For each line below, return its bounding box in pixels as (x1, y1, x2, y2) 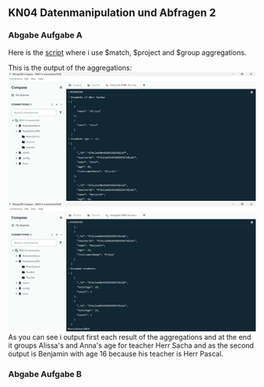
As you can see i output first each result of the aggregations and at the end (8, 333, 251, 342)
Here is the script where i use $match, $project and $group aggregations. (8, 47, 247, 57)
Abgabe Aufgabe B (8, 369, 82, 379)
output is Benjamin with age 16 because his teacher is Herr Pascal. (8, 349, 224, 359)
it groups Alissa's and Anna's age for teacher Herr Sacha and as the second (8, 341, 254, 350)
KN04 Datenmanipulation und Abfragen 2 (8, 6, 216, 20)
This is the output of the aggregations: (8, 63, 132, 72)
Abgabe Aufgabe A (8, 30, 82, 41)
